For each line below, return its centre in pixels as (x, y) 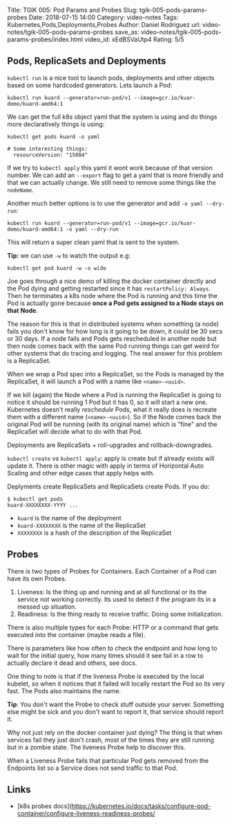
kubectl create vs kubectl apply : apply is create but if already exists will (111, 458)
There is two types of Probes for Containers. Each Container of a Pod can (112, 571)
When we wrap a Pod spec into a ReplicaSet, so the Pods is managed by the (116, 374)
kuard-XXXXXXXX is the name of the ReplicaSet (81, 525)
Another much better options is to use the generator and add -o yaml (105, 203)
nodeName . (21, 190)
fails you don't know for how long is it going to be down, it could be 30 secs (115, 331)
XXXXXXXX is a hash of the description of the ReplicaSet (94, 533)
